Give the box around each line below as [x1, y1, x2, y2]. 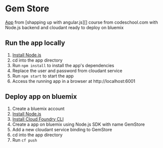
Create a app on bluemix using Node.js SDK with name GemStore [12, 121, 145, 127]
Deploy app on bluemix [5, 92, 77, 101]
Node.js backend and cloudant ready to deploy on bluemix [5, 24, 124, 30]
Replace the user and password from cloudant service [12, 68, 123, 74]
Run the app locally [5, 39, 65, 47]
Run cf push [12, 137, 37, 143]
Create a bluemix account [12, 106, 65, 111]
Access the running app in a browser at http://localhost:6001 [12, 78, 135, 84]
